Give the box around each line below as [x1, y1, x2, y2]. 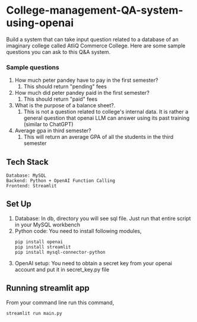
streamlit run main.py [6, 310, 62, 316]
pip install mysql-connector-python [14, 249, 106, 255]
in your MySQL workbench [14, 221, 81, 228]
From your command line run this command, [6, 299, 115, 306]
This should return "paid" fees [23, 95, 98, 103]
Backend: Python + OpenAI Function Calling [6, 178, 116, 184]
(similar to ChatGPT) [23, 121, 74, 128]
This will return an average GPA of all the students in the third [23, 133, 174, 141]
